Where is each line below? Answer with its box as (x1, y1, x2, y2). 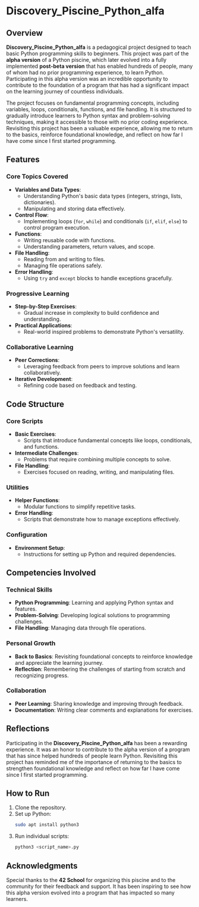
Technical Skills (6, 585, 53, 593)
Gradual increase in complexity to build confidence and (23, 309, 159, 316)
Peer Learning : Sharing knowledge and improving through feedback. (14, 700, 184, 707)
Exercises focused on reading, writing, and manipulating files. (23, 468, 175, 476)
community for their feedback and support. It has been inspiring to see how (6, 883, 191, 890)
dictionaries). (23, 198, 56, 206)
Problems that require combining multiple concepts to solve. (23, 455, 171, 462)
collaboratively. (23, 369, 61, 376)
